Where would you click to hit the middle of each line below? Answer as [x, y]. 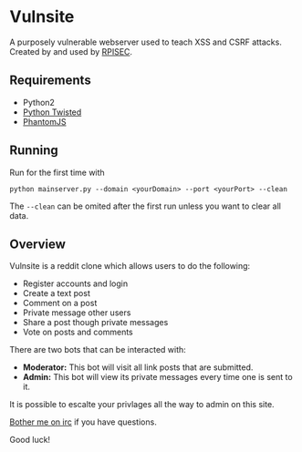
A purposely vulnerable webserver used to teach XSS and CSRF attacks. [146, 42]
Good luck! [30, 440]
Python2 [38, 102]
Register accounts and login [75, 283]
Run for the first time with [57, 172]
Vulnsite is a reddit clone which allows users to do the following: [130, 266]
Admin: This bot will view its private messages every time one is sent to [158, 377]
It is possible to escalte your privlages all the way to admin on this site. [142, 405]
